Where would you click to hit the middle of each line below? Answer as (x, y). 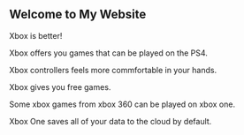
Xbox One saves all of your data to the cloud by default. (111, 121)
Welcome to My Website (78, 15)
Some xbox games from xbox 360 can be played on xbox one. (122, 104)
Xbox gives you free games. (60, 86)
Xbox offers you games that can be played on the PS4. (108, 53)
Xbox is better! (36, 35)
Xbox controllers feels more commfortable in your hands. (113, 70)
